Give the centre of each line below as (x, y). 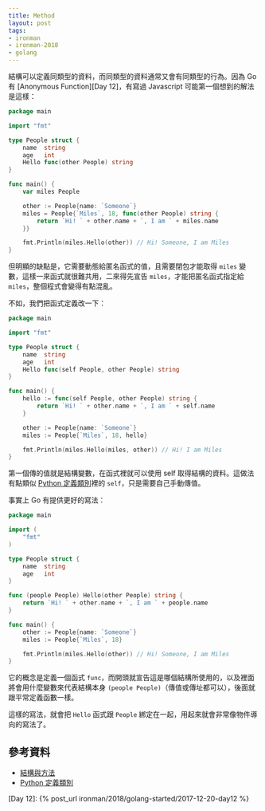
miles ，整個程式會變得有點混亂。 (62, 286)
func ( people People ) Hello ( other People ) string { (95, 596)
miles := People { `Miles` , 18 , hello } (85, 435)
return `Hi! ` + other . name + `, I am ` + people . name (115, 603)
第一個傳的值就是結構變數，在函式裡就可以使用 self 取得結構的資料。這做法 (131, 473)
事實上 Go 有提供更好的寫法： (57, 500)
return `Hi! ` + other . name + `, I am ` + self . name (126, 406)
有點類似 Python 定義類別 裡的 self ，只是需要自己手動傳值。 (107, 483)
